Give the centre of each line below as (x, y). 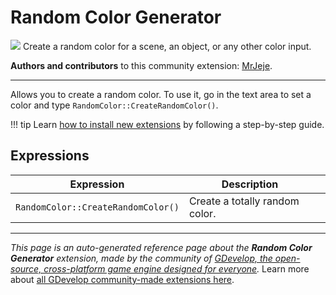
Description (250, 184)
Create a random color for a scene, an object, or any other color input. (167, 46)
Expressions (50, 156)
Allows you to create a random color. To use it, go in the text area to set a (161, 94)
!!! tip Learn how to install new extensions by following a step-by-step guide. (167, 124)
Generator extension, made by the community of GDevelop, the (141, 258)
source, (26, 268)
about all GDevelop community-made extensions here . (122, 279)
